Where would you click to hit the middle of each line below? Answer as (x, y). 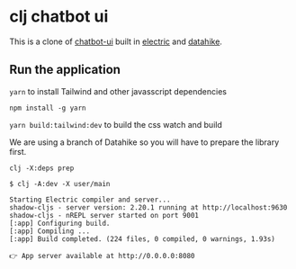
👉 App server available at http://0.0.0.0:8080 (102, 256)
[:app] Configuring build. (60, 223)
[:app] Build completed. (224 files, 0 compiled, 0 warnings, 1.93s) (143, 239)
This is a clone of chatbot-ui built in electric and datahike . (116, 41)
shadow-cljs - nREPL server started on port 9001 (104, 215)
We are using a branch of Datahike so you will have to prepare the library (144, 142)
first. (18, 151)
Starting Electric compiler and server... (90, 200)
